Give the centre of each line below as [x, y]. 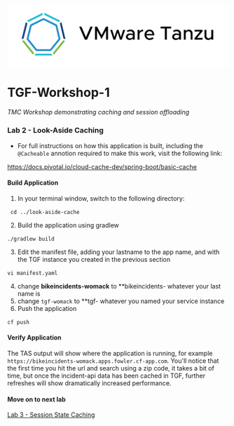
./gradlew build [31, 239]
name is [29, 293]
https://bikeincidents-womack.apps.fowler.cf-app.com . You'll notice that [113, 361]
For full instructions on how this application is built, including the [110, 145]
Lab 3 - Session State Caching [51, 415]
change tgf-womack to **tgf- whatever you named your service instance [121, 301]
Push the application [47, 308]
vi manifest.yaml [33, 273]
